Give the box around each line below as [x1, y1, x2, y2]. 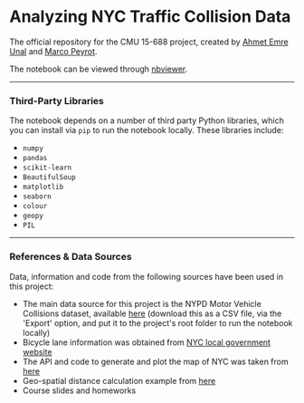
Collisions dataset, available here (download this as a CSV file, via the [22, 308, 282, 319]
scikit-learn [22, 163, 72, 173]
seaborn [22, 192, 52, 201]
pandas [22, 154, 48, 163]
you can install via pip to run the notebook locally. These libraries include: [9, 125, 284, 136]
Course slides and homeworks [22, 385, 137, 396]
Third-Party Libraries [9, 94, 104, 107]
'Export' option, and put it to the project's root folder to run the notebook [22, 317, 293, 328]
